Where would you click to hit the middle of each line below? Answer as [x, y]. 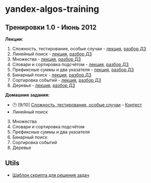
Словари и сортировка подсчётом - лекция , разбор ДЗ [70, 64]
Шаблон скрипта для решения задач [51, 175]
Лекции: [14, 39]
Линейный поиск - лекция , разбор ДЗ [52, 54]
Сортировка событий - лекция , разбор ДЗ [57, 80]
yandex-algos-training [52, 9]
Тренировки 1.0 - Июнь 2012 [51, 27]
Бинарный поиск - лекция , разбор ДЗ [52, 75]
